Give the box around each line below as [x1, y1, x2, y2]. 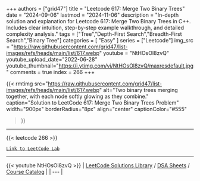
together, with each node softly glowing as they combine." [6, 93, 149, 100]
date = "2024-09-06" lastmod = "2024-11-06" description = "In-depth [6, 11, 179, 19]
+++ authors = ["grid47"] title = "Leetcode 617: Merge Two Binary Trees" [6, 5, 185, 12]
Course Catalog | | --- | [6, 168, 63, 175]
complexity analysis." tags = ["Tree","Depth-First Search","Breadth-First [6, 30, 182, 38]
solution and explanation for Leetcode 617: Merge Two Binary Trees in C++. [6, 18, 192, 24]
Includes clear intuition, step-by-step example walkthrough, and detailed [6, 24, 185, 31]
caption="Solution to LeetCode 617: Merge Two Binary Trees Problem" [6, 99, 179, 106]
